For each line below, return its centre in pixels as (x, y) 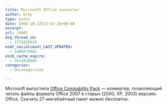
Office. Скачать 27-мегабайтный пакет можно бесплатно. (67, 99)
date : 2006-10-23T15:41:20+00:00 (40, 24)
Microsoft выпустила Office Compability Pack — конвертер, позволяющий (83, 88)
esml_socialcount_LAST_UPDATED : (39, 47)
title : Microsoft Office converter (42, 10)
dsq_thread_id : (21, 38)
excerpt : (14, 28)
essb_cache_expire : (26, 56)
